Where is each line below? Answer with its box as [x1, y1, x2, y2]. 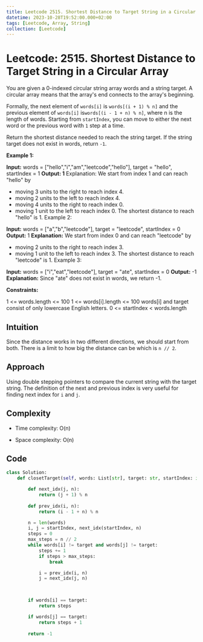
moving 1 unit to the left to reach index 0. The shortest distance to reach [14, 207, 195, 215]
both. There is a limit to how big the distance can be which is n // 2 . [6, 345, 177, 351]
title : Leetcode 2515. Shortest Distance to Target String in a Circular [6, 8, 196, 15]
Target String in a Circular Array [6, 65, 169, 79]
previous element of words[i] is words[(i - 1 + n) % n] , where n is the [6, 109, 182, 117]
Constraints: [6, 287, 39, 294]
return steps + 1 [38, 619, 83, 626]
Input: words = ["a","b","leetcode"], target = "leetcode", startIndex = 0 [6, 225, 181, 233]
